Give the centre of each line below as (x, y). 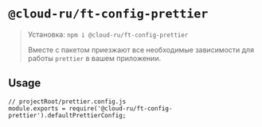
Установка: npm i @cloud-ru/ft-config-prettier (108, 34)
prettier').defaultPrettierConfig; (67, 115)
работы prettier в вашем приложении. (94, 58)
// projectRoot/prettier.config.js (67, 102)
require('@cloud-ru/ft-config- (121, 108)
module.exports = (37, 108)
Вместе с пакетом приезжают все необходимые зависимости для (141, 49)
